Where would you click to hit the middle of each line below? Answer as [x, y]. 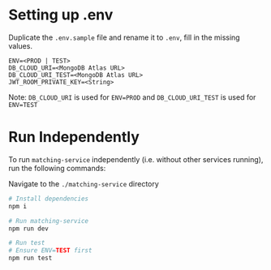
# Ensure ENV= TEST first [50, 251]
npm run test [30, 258]
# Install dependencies [49, 199]
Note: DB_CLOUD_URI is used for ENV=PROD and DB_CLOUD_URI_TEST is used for [132, 97]
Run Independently [74, 137]
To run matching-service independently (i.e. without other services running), [136, 159]
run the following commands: [57, 168]
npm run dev [28, 229]
